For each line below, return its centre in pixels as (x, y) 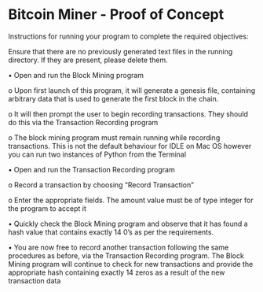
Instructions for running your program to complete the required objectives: (128, 36)
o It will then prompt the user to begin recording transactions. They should (128, 114)
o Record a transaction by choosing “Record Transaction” (101, 185)
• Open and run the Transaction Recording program (91, 169)
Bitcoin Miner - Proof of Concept (116, 15)
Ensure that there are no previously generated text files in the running (121, 51)
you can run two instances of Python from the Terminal (97, 154)
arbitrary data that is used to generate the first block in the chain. (113, 98)
